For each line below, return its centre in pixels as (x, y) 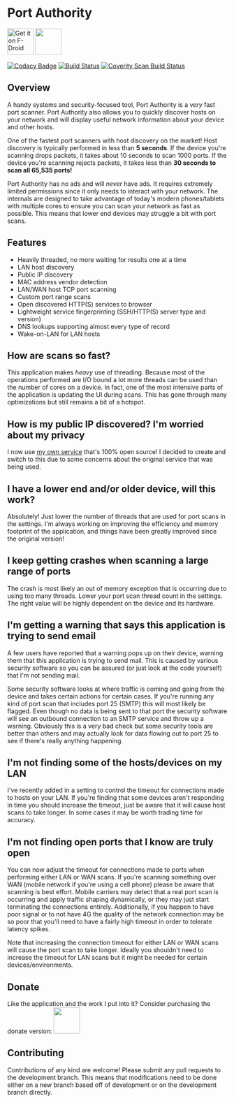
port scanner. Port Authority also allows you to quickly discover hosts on (111, 112)
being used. (24, 467)
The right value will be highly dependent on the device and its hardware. (111, 603)
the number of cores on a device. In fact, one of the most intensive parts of (115, 387)
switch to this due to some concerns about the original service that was (110, 460)
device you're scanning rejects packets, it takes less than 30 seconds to (112, 163)
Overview (29, 88)
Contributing (36, 1053)
